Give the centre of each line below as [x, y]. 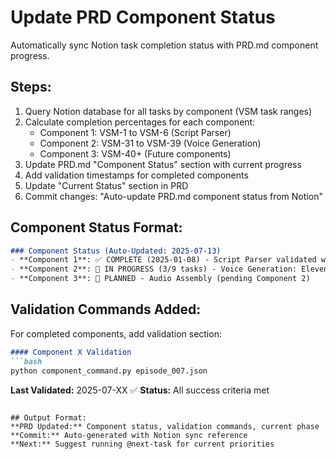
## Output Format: [48, 417]
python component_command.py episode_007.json [109, 371]
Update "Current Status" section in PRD [106, 185]
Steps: [31, 87]
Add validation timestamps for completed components [136, 175]
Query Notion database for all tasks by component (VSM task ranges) [168, 111]
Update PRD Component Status [143, 17]
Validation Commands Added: [106, 309]
